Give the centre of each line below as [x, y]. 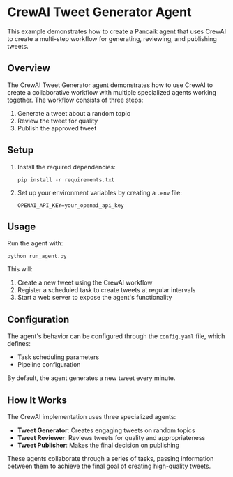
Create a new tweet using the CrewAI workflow [85, 282]
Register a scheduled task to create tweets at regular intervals [106, 290]
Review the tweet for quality [58, 121]
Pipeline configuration [49, 365]
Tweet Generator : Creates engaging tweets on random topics [106, 430]
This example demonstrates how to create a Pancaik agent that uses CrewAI [117, 31]
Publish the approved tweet [57, 128]
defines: [19, 344]
